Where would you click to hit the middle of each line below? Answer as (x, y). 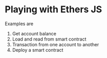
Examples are (19, 24)
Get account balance (34, 33)
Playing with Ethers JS (53, 9)
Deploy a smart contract (38, 50)
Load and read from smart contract (49, 39)
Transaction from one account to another (56, 44)
